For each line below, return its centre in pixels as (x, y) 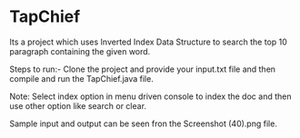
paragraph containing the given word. (80, 51)
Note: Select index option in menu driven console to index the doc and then (150, 96)
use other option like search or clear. (78, 105)
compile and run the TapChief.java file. (82, 78)
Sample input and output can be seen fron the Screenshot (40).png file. (143, 123)
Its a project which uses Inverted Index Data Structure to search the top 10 (149, 42)
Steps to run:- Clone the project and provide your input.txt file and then (142, 69)
